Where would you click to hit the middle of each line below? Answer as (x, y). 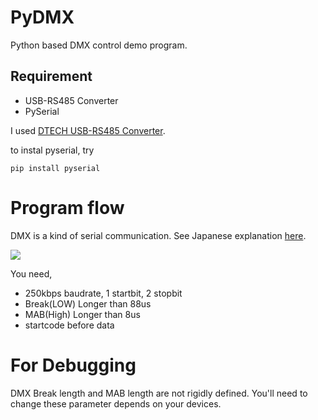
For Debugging (73, 365)
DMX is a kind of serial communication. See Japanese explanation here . (158, 235)
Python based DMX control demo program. (99, 45)
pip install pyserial (55, 168)
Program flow (67, 207)
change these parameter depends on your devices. (116, 403)
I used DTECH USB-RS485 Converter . (88, 130)
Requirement (51, 76)
